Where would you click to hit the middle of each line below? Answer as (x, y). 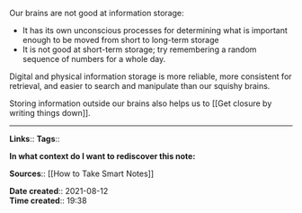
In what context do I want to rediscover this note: (102, 156)
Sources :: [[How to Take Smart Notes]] (82, 173)
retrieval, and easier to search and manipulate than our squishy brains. (140, 86)
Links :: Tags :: (35, 139)
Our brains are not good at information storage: (97, 13)
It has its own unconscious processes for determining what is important (155, 30)
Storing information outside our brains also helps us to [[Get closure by (141, 103)
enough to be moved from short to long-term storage (120, 40)
